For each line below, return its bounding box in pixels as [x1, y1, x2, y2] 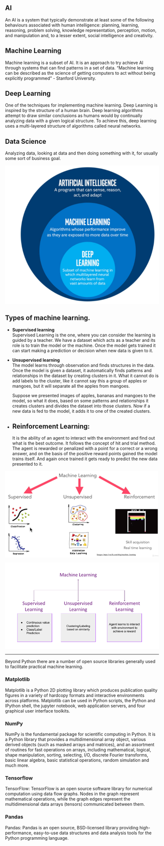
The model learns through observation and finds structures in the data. [12, 362, 155, 368]
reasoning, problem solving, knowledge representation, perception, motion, [5, 27, 157, 33]
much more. [5, 762, 29, 768]
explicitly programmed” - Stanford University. [5, 75, 97, 81]
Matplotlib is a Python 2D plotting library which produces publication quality [5, 687, 158, 693]
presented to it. [12, 461, 43, 467]
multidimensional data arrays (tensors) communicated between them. [5, 801, 145, 807]
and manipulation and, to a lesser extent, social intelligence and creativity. [5, 32, 154, 38]
